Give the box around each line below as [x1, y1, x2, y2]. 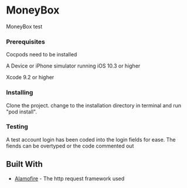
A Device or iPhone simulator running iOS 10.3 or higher [6, 62, 141, 69]
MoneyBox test [6, 23, 43, 30]
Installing [6, 89, 33, 97]
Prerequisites [6, 38, 45, 46]
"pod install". [6, 108, 37, 115]
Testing [6, 123, 28, 131]
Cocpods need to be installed [6, 51, 77, 58]
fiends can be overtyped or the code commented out [6, 142, 134, 149]
